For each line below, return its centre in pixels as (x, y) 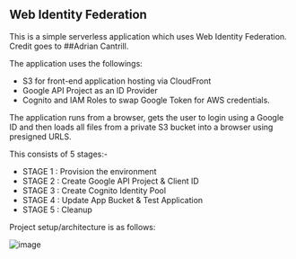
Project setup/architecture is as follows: (83, 227)
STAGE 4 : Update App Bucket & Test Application (113, 200)
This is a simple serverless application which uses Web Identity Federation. (148, 36)
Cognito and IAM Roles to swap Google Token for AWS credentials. (146, 100)
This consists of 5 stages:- (58, 154)
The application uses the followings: (76, 63)
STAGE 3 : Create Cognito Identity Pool (94, 190)
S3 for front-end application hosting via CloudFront (117, 81)
